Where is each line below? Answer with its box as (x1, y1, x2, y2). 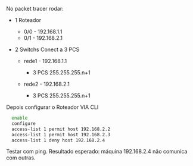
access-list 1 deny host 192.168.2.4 (11, 137, 105, 143)
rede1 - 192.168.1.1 (23, 58, 67, 64)
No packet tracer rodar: (6, 5, 64, 12)
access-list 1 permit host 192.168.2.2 (11, 126, 111, 132)
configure (11, 120, 36, 127)
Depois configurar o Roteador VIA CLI (6, 104, 99, 111)
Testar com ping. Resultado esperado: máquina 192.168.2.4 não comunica (6, 148, 188, 155)
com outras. (6, 154, 36, 161)
